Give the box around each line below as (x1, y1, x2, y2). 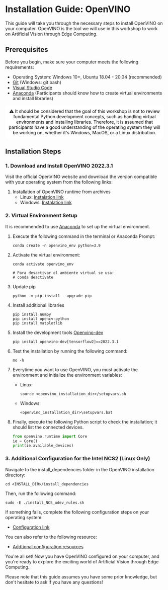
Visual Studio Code (12, 85, 53, 91)
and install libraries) (12, 95, 54, 101)
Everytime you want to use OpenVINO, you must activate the (12, 366, 138, 373)
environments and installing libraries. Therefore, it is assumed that (16, 119, 153, 125)
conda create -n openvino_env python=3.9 (12, 243, 101, 248)
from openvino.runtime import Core (12, 434, 88, 439)
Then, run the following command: (5, 490, 76, 496)
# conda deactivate (12, 275, 54, 280)
